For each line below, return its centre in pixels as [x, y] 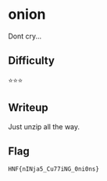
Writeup [28, 108]
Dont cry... [25, 36]
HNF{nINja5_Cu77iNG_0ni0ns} [54, 169]
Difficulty [31, 61]
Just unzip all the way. [44, 126]
